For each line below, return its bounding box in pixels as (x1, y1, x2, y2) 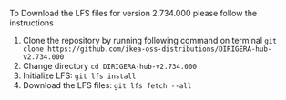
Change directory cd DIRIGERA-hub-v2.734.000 (22, 61, 198, 71)
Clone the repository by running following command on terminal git (22, 35, 278, 45)
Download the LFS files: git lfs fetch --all (22, 80, 192, 90)
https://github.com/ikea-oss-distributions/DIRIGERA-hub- (46, 45, 272, 54)
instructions (9, 17, 55, 28)
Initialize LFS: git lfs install (22, 70, 137, 81)
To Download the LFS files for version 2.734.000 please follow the (9, 8, 258, 18)
